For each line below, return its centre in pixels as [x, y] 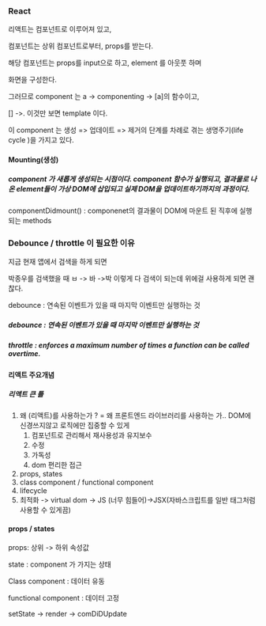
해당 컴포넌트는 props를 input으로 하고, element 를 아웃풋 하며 [105, 63]
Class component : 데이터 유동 [56, 581]
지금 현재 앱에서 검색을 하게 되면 [58, 262]
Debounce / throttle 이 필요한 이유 [72, 243]
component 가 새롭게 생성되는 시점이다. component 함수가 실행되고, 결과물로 [128, 179]
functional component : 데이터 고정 [64, 598]
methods [37, 220]
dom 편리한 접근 [57, 465]
